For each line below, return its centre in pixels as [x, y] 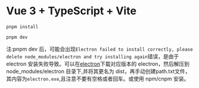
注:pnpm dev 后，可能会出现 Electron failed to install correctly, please [99, 49]
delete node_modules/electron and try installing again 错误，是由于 [93, 56]
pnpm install [22, 27]
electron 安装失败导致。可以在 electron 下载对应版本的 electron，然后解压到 [98, 64]
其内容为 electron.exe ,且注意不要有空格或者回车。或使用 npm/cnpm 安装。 [98, 78]
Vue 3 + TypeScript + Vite [71, 11]
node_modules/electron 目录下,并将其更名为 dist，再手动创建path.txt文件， [98, 71]
